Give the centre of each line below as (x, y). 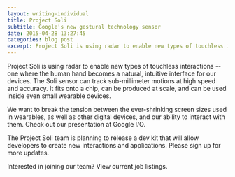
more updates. (28, 153)
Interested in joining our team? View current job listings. (87, 166)
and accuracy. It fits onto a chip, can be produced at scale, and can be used (117, 88)
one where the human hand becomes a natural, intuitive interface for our (112, 73)
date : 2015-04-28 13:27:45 (47, 33)
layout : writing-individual (48, 14)
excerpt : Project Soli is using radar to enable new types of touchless (115, 46)
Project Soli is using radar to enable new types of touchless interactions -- (114, 66)
